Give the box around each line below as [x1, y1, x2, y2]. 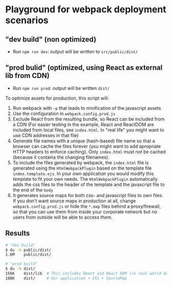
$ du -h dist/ [5, 266, 36, 272]
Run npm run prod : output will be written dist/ [12, 85, 110, 91]
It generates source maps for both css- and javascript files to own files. [12, 192, 164, 198]
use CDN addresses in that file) [12, 132, 79, 138]
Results [5, 229, 30, 238]
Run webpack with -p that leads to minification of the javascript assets [12, 105, 161, 111]
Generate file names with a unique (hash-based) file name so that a [12, 138, 155, 144]
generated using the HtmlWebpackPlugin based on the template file [12, 165, 152, 171]
